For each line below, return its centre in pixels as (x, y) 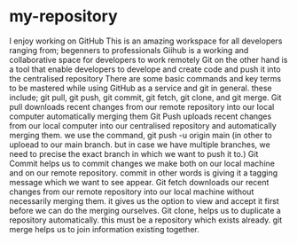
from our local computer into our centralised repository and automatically (143, 125)
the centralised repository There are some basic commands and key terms (145, 78)
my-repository (63, 16)
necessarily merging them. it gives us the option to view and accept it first (144, 200)
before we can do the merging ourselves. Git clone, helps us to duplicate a (145, 210)
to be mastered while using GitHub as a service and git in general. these (141, 88)
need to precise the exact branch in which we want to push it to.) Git (134, 153)
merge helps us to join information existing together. (104, 229)
